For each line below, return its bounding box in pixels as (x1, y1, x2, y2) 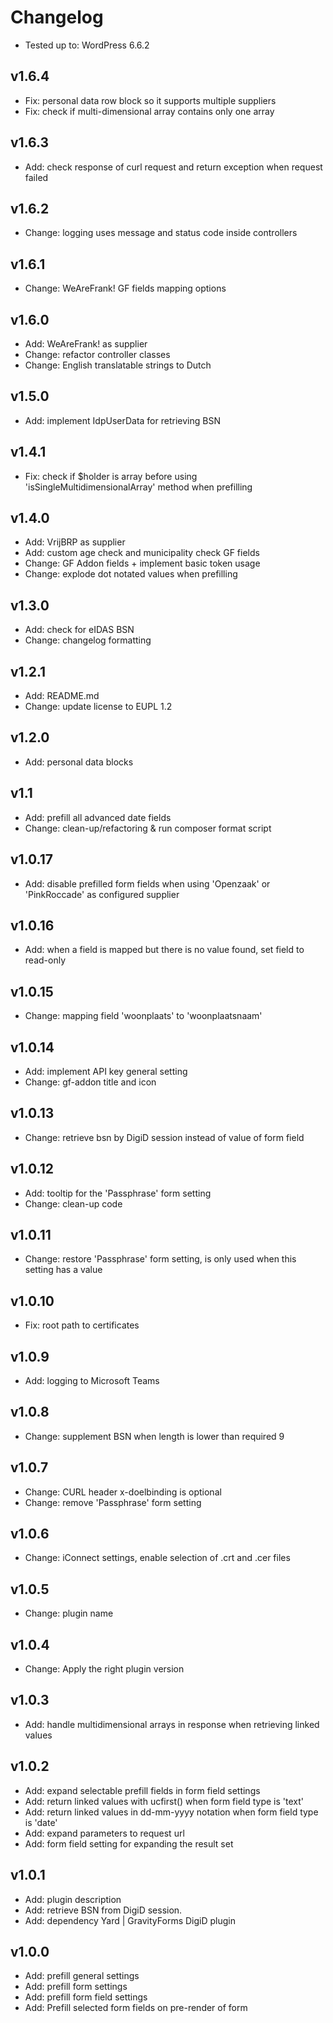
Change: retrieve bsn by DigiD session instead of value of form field (24, 1131, 305, 1143)
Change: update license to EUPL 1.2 (24, 701, 173, 713)
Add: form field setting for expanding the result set (24, 1837, 234, 1850)
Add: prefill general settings (24, 1970, 140, 1982)
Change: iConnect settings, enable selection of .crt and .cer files (24, 1552, 291, 1564)
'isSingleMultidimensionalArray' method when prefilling (24, 481, 253, 493)
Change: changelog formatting (24, 634, 152, 646)
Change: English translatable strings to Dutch (24, 359, 212, 371)
